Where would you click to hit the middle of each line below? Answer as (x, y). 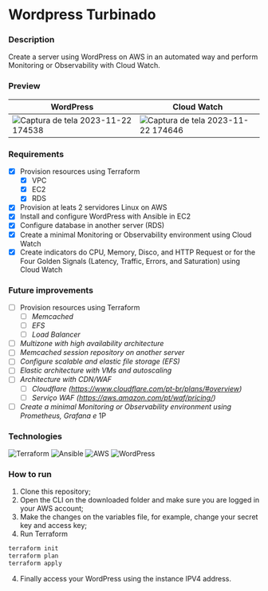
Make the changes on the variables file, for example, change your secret (139, 517)
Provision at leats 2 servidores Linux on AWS (93, 207)
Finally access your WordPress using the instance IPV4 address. (126, 578)
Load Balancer (56, 335)
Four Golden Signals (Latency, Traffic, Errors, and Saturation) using (130, 261)
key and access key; (53, 526)
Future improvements (51, 290)
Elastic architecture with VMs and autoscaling (96, 370)
